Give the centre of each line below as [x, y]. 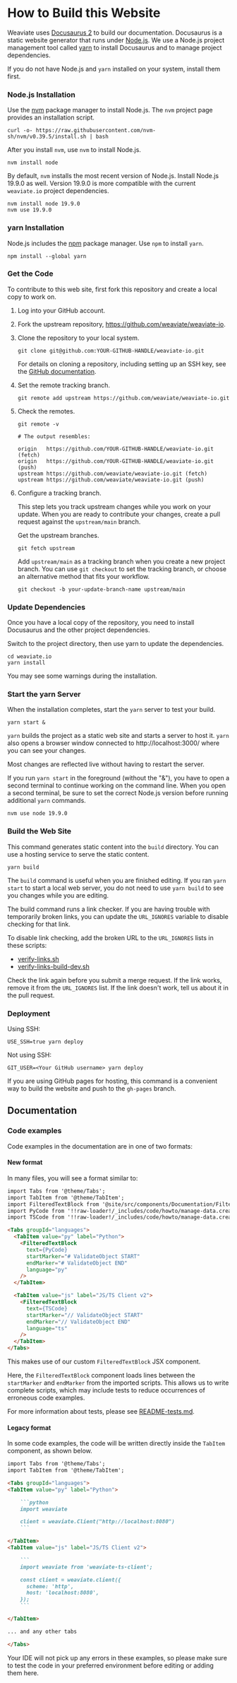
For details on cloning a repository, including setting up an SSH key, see [122, 364]
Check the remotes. [46, 411]
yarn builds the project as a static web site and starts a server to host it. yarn [118, 736]
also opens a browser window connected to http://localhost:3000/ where [114, 743]
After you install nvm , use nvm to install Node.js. [74, 150]
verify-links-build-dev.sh [53, 966]
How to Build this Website [84, 13]
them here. [23, 1672]
